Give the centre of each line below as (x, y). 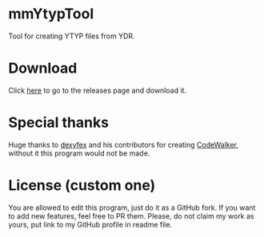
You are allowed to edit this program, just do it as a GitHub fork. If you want (132, 207)
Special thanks (59, 122)
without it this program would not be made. (79, 153)
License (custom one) (82, 185)
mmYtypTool (51, 14)
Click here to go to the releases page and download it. (97, 90)
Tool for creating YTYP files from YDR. (72, 36)
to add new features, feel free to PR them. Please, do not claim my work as (131, 215)
